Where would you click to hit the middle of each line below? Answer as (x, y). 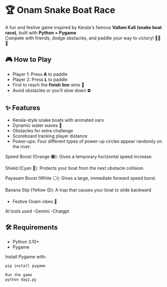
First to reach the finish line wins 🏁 (48, 85)
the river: (22, 146)
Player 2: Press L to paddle (40, 79)
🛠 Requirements (32, 227)
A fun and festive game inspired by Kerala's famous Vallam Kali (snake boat (83, 27)
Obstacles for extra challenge (43, 130)
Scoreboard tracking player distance (50, 136)
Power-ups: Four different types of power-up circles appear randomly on (87, 141)
